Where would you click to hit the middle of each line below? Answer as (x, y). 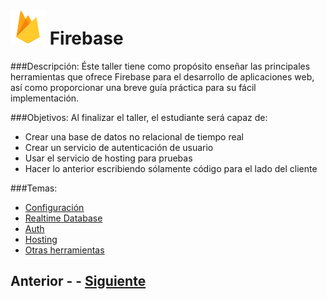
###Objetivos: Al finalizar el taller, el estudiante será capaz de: (139, 117)
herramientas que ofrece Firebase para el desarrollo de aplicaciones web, (162, 76)
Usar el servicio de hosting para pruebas (108, 158)
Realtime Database (63, 218)
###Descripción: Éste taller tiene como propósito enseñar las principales (160, 66)
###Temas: (34, 188)
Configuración (54, 207)
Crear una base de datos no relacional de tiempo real (134, 136)
